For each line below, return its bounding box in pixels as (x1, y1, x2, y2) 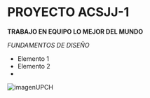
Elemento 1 (17, 54, 49, 63)
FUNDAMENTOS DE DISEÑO (7, 41, 90, 49)
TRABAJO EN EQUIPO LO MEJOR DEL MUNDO (7, 27, 144, 36)
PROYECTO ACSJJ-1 (7, 4, 130, 20)
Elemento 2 (17, 62, 50, 70)
